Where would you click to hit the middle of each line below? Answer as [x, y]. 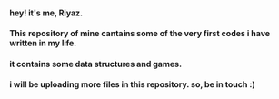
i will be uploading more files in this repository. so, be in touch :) [133, 84]
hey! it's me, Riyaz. [46, 13]
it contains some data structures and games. [96, 64]
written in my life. [43, 43]
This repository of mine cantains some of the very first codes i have [140, 34]
